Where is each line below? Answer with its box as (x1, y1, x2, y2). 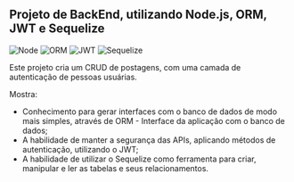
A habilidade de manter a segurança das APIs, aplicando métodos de (21, 134, 276, 145)
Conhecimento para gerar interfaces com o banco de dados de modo (21, 106, 278, 117)
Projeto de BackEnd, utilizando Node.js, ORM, (9, 7, 267, 22)
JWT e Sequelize (9, 21, 105, 37)
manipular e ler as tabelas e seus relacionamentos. (21, 162, 209, 173)
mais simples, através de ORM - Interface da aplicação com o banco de (21, 115, 285, 126)
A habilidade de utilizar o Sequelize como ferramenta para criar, (21, 153, 257, 164)
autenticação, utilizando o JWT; (21, 144, 139, 154)
